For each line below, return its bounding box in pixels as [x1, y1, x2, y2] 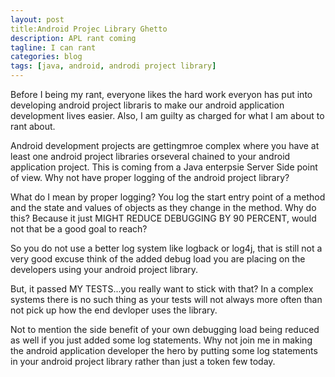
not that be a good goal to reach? [10, 223, 148, 235]
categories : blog [10, 52, 83, 62]
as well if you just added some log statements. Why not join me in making [10, 334, 313, 346]
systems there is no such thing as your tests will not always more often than [10, 294, 323, 305]
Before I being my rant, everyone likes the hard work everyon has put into [10, 89, 313, 100]
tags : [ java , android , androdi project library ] [10, 61, 217, 71]
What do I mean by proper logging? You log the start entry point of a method [10, 191, 326, 203]
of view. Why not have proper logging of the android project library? [10, 172, 290, 183]
